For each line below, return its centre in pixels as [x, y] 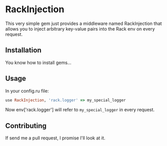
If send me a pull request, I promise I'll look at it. [55, 138]
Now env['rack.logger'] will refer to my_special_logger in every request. [80, 110]
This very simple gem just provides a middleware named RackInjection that [84, 23]
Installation [23, 50]
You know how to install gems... [38, 63]
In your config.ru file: [27, 91]
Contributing [26, 126]
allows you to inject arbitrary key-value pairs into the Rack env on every [80, 28]
